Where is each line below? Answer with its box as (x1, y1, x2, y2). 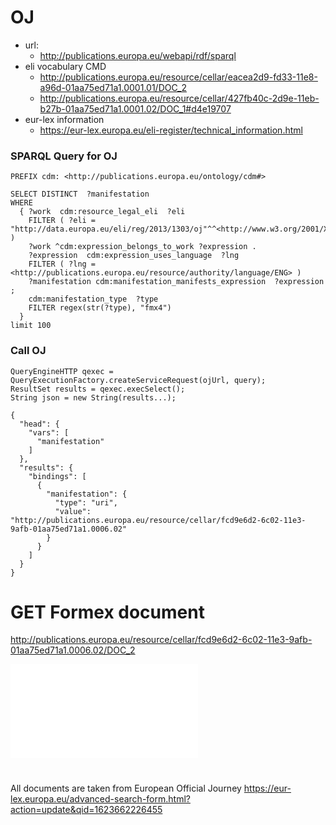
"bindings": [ (28, 471, 87, 481)
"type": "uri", (54, 497, 118, 508)
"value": (54, 506, 92, 516)
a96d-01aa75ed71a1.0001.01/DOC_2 (39, 81, 188, 93)
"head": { (19, 419, 60, 429)
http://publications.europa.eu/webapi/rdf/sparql (39, 49, 237, 61)
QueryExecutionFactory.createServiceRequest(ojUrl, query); (10, 375, 267, 385)
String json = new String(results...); (10, 392, 177, 403)
